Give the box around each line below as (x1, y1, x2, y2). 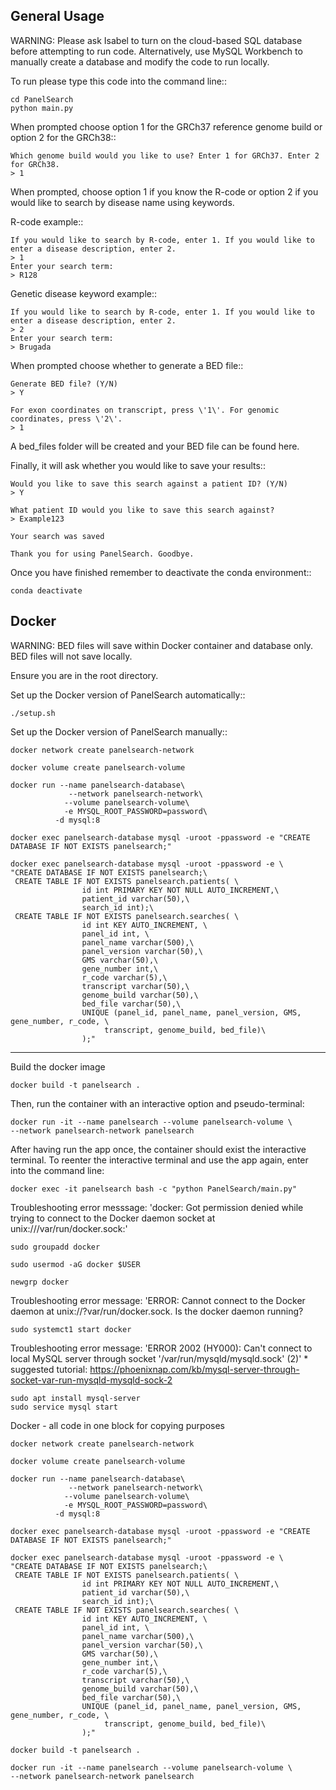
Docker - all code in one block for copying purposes (10, 1419, 225, 1431)
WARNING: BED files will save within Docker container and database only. (10, 639, 314, 651)
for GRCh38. (10, 159, 60, 169)
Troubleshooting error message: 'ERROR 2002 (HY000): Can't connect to (10, 1342, 313, 1354)
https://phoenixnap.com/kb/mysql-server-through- (89, 1363, 300, 1375)
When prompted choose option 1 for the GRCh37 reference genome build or (10, 120, 323, 133)
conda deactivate (10, 585, 83, 596)
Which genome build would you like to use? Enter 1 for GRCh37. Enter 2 (10, 150, 320, 161)
